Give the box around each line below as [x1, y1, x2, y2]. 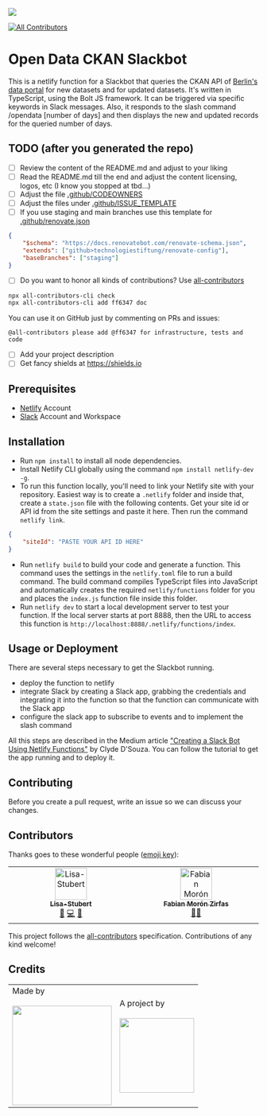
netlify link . [19, 515, 65, 524]
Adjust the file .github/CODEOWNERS [19, 189, 143, 199]
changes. [8, 806, 39, 815]
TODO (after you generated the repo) [8, 142, 194, 155]
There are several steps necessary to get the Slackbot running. [8, 663, 215, 672]
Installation [8, 434, 65, 449]
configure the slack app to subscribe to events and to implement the [19, 712, 244, 721]
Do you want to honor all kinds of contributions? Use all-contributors [19, 275, 245, 286]
